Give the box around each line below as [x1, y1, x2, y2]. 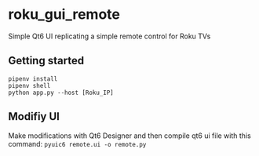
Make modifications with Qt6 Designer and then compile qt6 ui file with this [8, 131, 251, 140]
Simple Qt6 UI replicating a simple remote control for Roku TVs [8, 31, 211, 41]
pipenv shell [8, 82, 51, 89]
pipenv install [8, 74, 58, 83]
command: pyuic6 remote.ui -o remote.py [8, 139, 147, 148]
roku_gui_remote [8, 5, 120, 24]
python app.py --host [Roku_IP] [8, 89, 114, 96]
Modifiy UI [8, 110, 60, 123]
